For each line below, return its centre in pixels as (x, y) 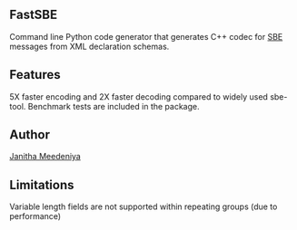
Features (35, 75)
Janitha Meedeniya (45, 157)
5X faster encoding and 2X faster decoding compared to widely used (139, 96)
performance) (35, 216)
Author (30, 135)
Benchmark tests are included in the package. (114, 106)
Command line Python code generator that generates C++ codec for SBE (146, 36)
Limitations (42, 185)
